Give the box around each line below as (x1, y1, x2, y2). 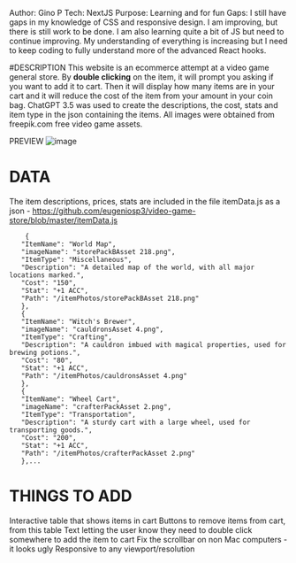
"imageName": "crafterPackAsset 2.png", (20, 402, 172, 411)
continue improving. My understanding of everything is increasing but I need (9, 35, 288, 46)
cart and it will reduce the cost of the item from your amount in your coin (9, 90, 274, 101)
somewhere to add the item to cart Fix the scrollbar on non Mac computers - (9, 534, 288, 544)
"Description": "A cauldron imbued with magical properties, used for (20, 340, 287, 349)
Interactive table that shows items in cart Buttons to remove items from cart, (9, 515, 286, 526)
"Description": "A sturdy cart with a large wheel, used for (20, 418, 251, 427)
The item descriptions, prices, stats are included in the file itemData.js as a (9, 196, 281, 206)
